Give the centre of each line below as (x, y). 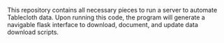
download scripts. (33, 32)
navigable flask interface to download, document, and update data (103, 25)
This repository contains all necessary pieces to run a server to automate (112, 10)
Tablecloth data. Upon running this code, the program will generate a (106, 17)
